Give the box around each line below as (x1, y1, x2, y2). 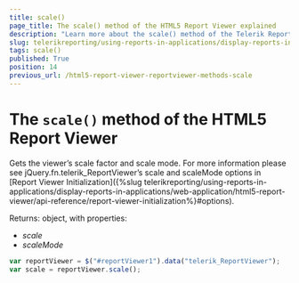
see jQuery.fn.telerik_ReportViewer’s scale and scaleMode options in (9, 166, 262, 178)
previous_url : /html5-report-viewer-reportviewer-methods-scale (9, 71, 253, 80)
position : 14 (9, 63, 58, 72)
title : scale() (9, 12, 66, 22)
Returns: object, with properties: (9, 213, 127, 223)
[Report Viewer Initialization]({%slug (9, 176, 142, 187)
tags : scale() (9, 46, 62, 55)
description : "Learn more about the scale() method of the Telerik (9, 29, 265, 38)
